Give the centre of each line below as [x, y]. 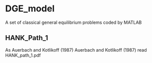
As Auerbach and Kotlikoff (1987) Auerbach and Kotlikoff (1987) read [76, 50]
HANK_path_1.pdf [23, 55]
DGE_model [30, 9]
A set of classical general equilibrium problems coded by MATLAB [73, 22]
